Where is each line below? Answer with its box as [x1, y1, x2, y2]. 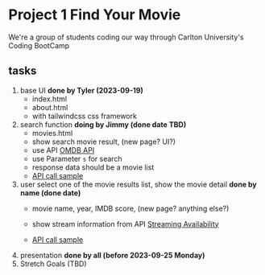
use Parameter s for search [31, 154, 122, 163]
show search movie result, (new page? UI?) [31, 137, 176, 146]
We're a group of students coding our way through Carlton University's [8, 32, 244, 42]
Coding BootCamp [8, 40, 70, 50]
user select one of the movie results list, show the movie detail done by [19, 179, 258, 189]
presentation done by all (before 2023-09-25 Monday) [19, 250, 205, 260]
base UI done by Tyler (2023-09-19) [19, 85, 143, 95]
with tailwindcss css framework [31, 111, 137, 121]
